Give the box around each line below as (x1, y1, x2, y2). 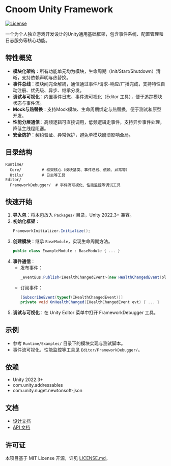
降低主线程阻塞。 (12, 125, 49, 131)
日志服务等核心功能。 (5, 37, 50, 43)
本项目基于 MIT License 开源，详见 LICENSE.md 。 (5, 455, 110, 461)
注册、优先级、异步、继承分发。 (17, 87, 84, 93)
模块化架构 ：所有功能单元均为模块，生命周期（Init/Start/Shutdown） (12, 68, 156, 74)
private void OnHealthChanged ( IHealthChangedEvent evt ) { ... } (20, 299, 160, 305)
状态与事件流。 (12, 100, 44, 106)
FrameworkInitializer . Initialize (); (12, 228, 91, 234)
